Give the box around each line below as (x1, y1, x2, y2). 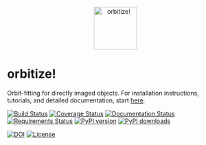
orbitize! (7, 66, 56, 82)
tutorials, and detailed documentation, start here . (7, 96, 146, 104)
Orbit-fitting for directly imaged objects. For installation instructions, (7, 89, 199, 97)
